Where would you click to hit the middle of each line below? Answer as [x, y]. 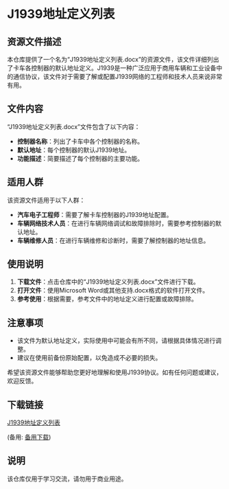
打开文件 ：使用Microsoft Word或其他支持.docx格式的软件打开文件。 [113, 291]
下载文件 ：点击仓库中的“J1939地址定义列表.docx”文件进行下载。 [108, 282]
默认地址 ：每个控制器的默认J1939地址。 [74, 150]
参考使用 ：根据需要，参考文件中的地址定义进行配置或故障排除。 [107, 299]
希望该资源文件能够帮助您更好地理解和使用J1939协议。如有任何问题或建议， [115, 372]
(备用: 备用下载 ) [29, 437]
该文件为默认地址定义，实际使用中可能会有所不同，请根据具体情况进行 [116, 341]
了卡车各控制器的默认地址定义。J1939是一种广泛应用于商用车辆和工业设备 [112, 68]
